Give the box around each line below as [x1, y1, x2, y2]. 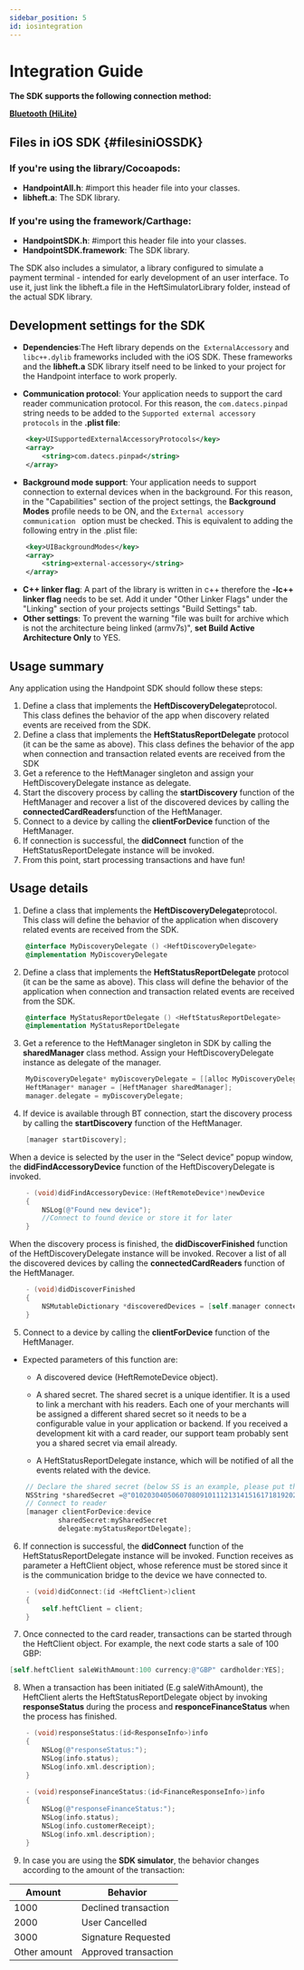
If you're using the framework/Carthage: [9, 215, 192, 228]
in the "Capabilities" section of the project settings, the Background [22, 495, 276, 506]
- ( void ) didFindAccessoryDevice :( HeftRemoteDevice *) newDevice [25, 1188, 265, 1198]
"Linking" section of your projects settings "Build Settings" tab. [22, 603, 258, 614]
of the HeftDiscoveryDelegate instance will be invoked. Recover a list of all [9, 1249, 287, 1259]
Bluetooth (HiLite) [9, 108, 78, 119]
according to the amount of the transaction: [22, 1864, 185, 1875]
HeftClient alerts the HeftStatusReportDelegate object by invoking [22, 1691, 269, 1702]
